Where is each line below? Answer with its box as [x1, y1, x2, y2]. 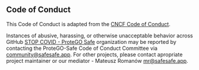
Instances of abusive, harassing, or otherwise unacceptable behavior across [6, 32, 193, 39]
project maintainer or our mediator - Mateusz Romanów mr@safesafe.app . [6, 57, 188, 64]
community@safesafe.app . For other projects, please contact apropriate [6, 50, 183, 58]
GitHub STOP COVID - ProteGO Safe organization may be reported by [6, 38, 176, 45]
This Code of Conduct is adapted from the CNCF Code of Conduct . [6, 20, 170, 27]
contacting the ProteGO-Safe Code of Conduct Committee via [6, 44, 158, 52]
